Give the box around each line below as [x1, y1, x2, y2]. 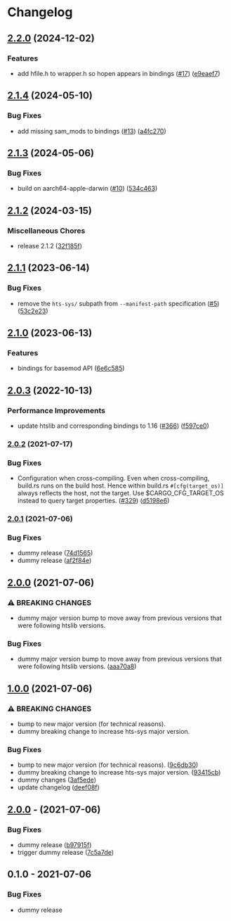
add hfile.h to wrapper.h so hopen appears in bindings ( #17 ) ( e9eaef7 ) [17, 69, 220, 77]
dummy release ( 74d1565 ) [17, 549, 93, 557]
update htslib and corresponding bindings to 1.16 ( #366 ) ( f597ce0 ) [17, 421, 209, 430]
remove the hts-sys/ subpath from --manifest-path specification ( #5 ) [17, 299, 220, 307]
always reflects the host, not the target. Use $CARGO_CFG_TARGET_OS [17, 489, 225, 497]
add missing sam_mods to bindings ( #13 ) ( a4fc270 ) [17, 127, 166, 135]
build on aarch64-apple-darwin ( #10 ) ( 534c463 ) [17, 184, 158, 193]
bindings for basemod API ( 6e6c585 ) [17, 364, 125, 373]
